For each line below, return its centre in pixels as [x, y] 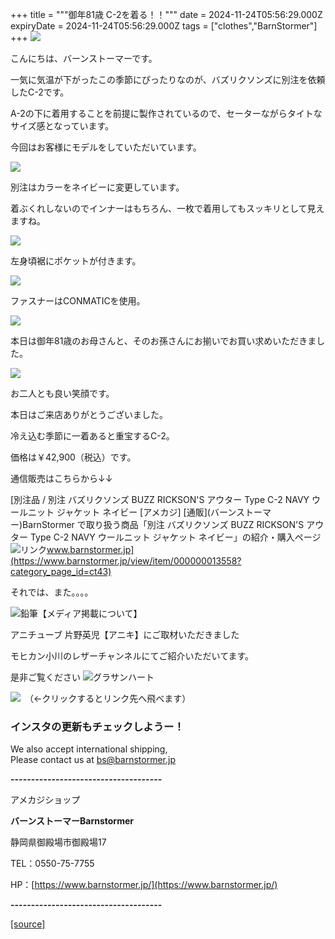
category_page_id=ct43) [61, 571]
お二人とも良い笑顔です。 [62, 393]
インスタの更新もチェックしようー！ [97, 726]
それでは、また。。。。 [52, 592]
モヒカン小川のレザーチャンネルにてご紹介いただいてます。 [132, 656]
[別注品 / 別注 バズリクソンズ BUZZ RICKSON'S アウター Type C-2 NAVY [160, 499]
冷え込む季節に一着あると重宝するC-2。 [92, 436]
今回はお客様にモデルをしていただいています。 [106, 147]
